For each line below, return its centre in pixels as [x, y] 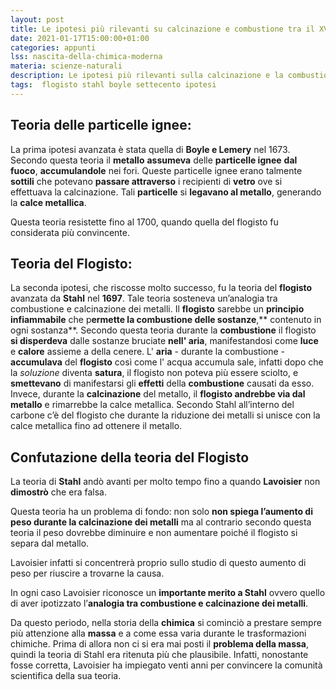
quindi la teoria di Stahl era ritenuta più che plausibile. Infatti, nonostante [159, 655]
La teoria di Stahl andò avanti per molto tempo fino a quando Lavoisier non [165, 482]
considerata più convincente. [70, 232]
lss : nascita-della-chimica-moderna [86, 57]
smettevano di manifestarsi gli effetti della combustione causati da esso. [162, 383]
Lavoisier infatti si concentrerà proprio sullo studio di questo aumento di [158, 563]
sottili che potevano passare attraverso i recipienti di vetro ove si [146, 181]
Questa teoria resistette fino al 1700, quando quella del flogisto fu [144, 222]
